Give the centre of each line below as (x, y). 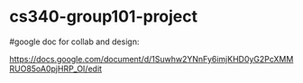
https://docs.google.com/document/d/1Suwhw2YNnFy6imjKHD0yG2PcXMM (151, 59)
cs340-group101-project (104, 17)
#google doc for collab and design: (74, 41)
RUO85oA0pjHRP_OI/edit (55, 69)
